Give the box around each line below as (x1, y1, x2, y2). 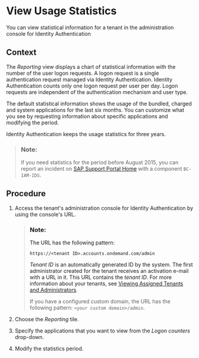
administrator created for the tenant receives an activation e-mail (29, 268, 189, 275)
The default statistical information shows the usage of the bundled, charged (6, 100, 192, 107)
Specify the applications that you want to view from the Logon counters (14, 327, 190, 334)
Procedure (6, 189, 46, 199)
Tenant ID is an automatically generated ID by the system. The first (29, 261, 193, 268)
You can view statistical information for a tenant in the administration (6, 24, 174, 31)
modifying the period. (6, 119, 59, 126)
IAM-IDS (20, 172, 40, 179)
